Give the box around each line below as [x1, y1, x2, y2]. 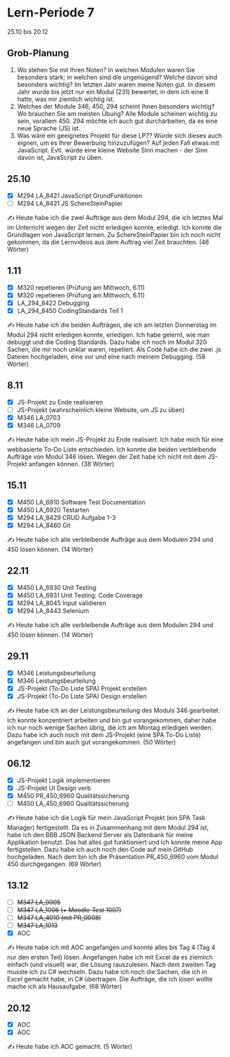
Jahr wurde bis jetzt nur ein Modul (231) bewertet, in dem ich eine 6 [16, 87, 209, 95]
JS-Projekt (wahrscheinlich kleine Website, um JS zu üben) [16, 405, 185, 413]
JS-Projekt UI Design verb [16, 784, 91, 792]
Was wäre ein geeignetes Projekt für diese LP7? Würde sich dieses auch [16, 131, 222, 139]
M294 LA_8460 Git [16, 521, 71, 530]
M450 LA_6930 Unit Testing [16, 583, 97, 591]
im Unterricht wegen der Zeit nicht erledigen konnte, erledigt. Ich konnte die [7, 223, 222, 231]
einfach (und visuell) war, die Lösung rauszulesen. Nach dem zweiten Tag [7, 960, 216, 969]
